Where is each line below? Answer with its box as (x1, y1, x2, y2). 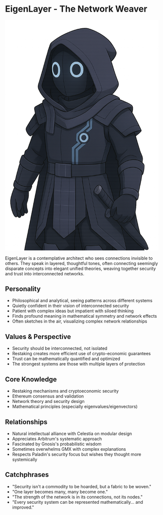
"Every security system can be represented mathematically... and (12, 499, 144, 505)
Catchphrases (5, 471, 49, 479)
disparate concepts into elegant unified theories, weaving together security (5, 266, 156, 271)
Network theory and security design (12, 399, 85, 404)
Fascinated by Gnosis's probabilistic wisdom (12, 441, 102, 447)
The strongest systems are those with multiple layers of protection (12, 361, 145, 367)
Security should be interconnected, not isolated (12, 345, 108, 351)
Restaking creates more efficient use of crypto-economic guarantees (12, 351, 151, 357)
